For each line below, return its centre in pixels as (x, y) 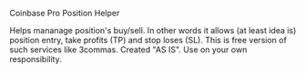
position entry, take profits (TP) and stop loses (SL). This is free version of (148, 40)
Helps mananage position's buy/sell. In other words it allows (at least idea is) (153, 30)
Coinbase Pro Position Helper (65, 13)
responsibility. (36, 59)
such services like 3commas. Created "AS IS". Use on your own (128, 50)
